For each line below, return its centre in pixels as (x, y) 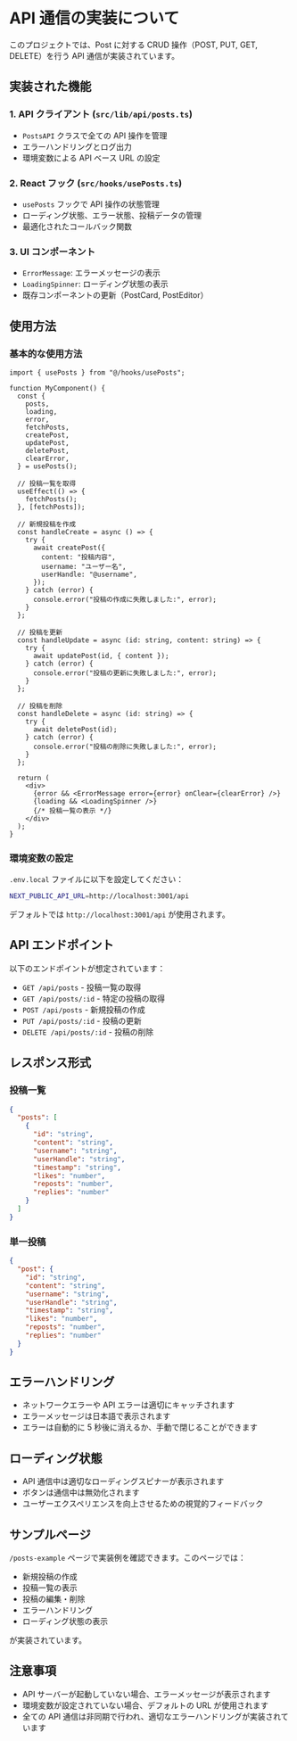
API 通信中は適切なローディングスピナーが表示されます (123, 1481)
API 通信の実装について (95, 18)
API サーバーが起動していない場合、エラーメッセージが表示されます (146, 1694)
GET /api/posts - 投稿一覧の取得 (82, 987)
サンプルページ (50, 1535)
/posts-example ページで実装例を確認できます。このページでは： (128, 1558)
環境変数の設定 (41, 858)
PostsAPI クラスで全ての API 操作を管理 (95, 136)
